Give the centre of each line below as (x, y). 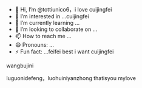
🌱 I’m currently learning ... (47, 23)
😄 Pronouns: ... (35, 45)
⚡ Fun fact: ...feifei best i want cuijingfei (64, 52)
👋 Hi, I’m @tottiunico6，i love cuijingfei (63, 9)
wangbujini (20, 66)
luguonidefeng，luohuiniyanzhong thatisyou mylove (71, 78)
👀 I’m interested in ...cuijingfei (52, 16)
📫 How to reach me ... (43, 36)
